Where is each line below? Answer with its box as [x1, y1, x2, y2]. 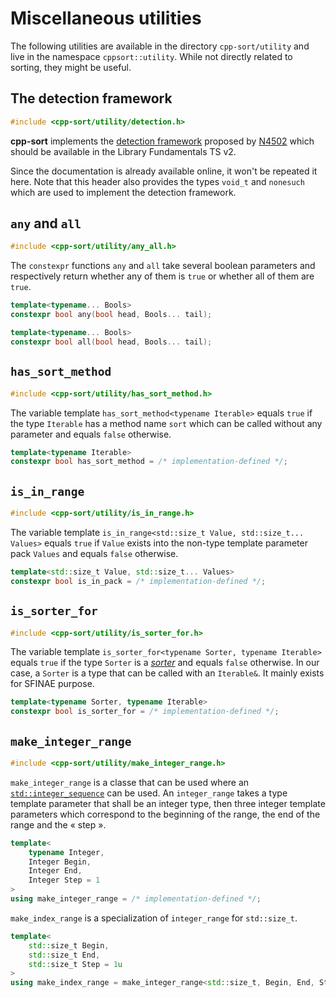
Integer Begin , [28, 857, 92, 867]
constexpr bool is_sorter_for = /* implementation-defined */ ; [10, 707, 280, 717]
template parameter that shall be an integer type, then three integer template [10, 797, 326, 809]
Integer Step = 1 [28, 875, 101, 886]
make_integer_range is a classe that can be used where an [10, 776, 250, 788]
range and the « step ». [10, 818, 107, 831]
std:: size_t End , [28, 950, 101, 960]
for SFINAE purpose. [10, 678, 95, 690]
